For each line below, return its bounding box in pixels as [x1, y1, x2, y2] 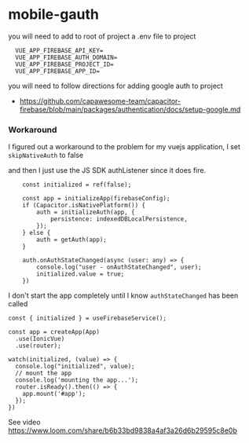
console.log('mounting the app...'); [15, 376, 139, 384]
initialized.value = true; [36, 270, 125, 278]
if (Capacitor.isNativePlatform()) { [22, 202, 146, 210]
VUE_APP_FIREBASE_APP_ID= [15, 67, 101, 75]
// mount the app [15, 369, 72, 378]
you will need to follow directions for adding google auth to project [8, 81, 224, 90]
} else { [22, 229, 51, 237]
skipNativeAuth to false [8, 151, 84, 160]
